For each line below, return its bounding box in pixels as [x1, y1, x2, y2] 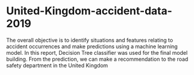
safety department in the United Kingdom [6, 61, 109, 69]
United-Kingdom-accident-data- [6, 4, 173, 18]
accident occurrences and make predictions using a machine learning [6, 43, 178, 50]
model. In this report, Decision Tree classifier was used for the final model [6, 49, 188, 56]
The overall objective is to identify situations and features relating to [6, 36, 173, 43]
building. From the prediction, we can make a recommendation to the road [6, 55, 189, 62]
